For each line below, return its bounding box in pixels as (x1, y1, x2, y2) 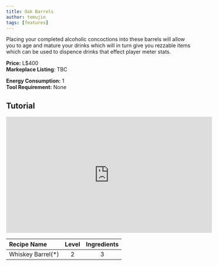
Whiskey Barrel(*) (9, 250, 59, 258)
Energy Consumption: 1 (6, 77, 65, 84)
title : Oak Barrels (6, 8, 54, 15)
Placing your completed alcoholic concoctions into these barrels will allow (6, 36, 185, 43)
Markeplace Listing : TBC (6, 66, 68, 73)
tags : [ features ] (6, 19, 49, 25)
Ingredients (86, 240, 119, 248)
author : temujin (6, 14, 46, 20)
